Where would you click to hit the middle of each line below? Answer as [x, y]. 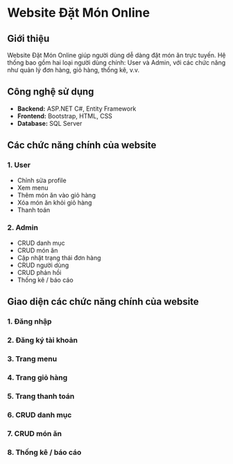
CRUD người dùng [43, 265]
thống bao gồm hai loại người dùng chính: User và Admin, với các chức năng [116, 63]
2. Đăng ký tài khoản [43, 340]
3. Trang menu [32, 358]
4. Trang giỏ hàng [37, 377]
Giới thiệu [28, 39]
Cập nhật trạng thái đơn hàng [59, 257]
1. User [19, 165]
